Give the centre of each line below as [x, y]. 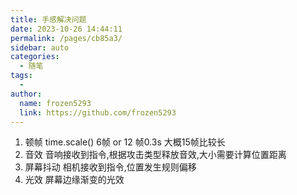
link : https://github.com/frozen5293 [98, 112]
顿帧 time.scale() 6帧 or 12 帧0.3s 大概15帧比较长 [125, 142]
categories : [35, 57]
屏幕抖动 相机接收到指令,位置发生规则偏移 [110, 167]
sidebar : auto [40, 47]
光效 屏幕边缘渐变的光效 [74, 180]
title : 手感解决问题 [48, 19]
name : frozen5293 [55, 103]
